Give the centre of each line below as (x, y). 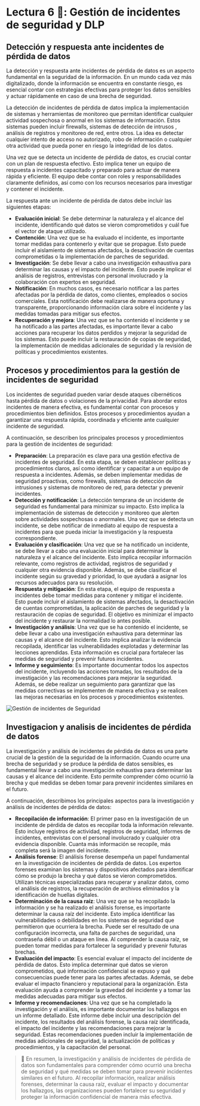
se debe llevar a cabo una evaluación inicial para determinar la (92, 551)
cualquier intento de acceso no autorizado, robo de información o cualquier (99, 139)
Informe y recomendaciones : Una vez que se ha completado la (93, 1003)
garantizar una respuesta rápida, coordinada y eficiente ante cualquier (93, 419)
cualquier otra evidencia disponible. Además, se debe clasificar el (96, 569)
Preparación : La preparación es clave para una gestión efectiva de (97, 455)
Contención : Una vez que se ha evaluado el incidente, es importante (99, 238)
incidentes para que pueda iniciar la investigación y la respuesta (94, 532)
